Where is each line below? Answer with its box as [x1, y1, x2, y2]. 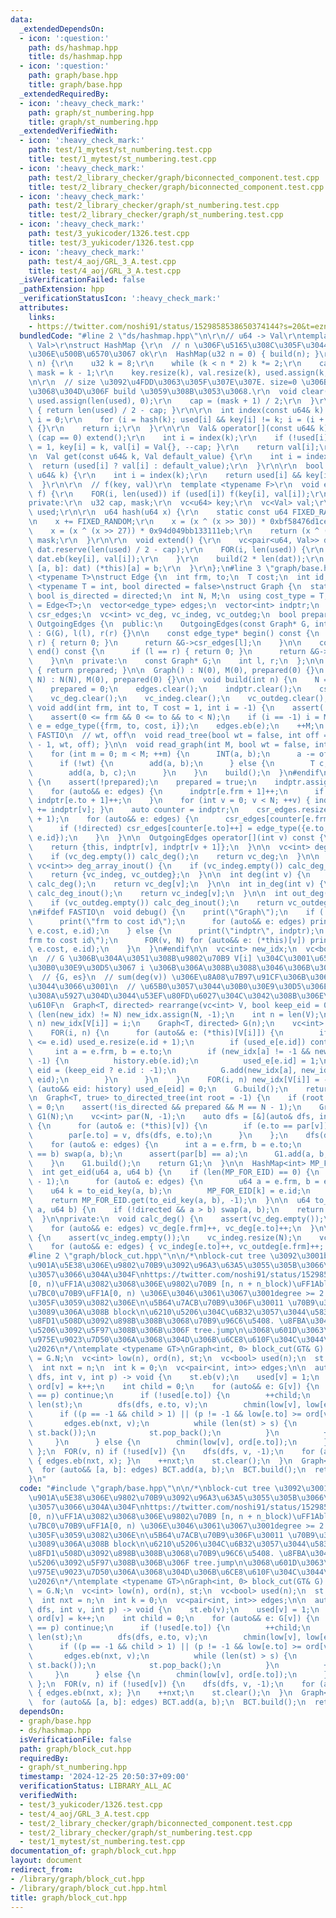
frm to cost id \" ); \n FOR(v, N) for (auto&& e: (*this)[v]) [28, 935, 307, 945]
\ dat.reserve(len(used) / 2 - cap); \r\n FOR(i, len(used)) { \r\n [28, 544, 325, 555]
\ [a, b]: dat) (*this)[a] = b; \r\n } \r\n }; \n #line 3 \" [28, 563, 275, 573]
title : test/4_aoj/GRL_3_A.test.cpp [28, 266, 182, 276]
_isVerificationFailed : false [19, 275, 145, 285]
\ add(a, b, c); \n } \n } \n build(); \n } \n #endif [28, 767, 320, 778]
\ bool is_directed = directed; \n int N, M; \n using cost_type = [28, 591, 315, 601]
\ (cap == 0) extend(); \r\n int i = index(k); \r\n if [28, 433, 284, 443]
